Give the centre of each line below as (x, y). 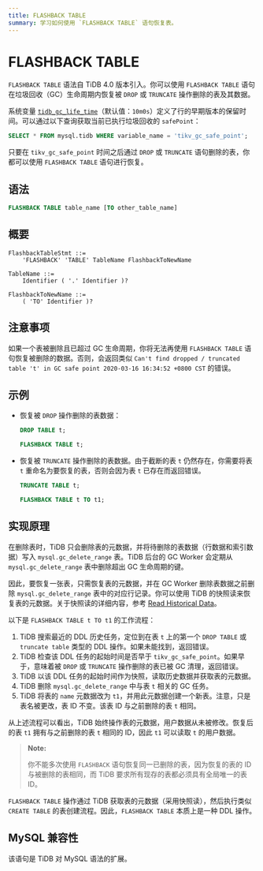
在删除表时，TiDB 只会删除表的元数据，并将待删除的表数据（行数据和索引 (127, 547)
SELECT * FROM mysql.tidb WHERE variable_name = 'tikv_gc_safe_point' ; (128, 136)
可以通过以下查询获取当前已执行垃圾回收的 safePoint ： (111, 121)
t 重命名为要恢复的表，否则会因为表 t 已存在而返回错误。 (112, 471)
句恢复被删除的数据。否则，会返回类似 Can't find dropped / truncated (124, 358)
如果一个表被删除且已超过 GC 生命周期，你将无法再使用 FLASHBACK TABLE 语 (130, 348)
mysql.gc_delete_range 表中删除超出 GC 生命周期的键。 (98, 566)
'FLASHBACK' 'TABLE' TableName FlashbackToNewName (107, 260)
